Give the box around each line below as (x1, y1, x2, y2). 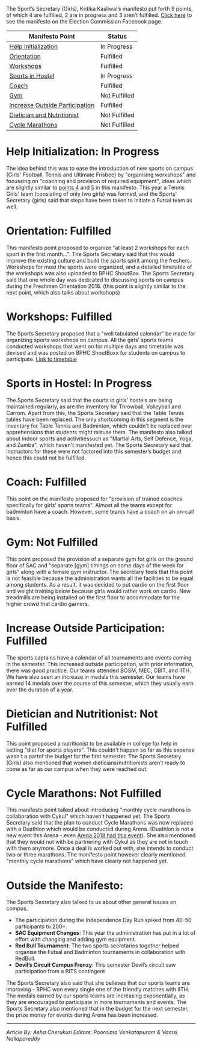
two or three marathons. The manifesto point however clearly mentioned (6, 851, 186, 858)
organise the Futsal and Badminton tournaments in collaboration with (14, 949, 186, 956)
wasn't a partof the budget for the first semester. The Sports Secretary (6, 752, 182, 759)
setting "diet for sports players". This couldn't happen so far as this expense (6, 746, 195, 753)
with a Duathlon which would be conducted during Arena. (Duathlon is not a (6, 825, 194, 833)
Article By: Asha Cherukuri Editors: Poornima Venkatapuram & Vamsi (6, 1029, 177, 1036)
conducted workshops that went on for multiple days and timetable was (6, 343, 184, 350)
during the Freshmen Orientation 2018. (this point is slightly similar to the (6, 282, 186, 290)
